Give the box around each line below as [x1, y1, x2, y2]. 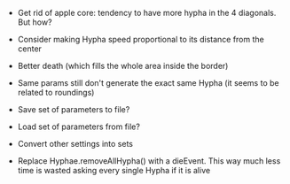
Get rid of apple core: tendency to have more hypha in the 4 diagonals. [17, 8, 277, 18]
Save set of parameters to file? [17, 104, 130, 114]
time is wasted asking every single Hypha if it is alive [17, 165, 211, 175]
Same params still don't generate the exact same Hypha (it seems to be [17, 78, 279, 88]
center [17, 43, 43, 54]
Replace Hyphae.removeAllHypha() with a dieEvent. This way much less [17, 156, 281, 166]
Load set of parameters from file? [17, 121, 140, 132]
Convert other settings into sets [17, 139, 133, 149]
